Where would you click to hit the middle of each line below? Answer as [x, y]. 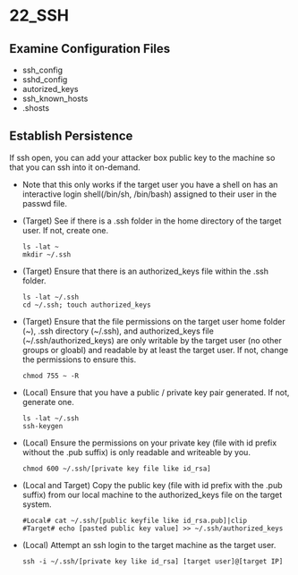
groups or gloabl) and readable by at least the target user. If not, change [155, 350]
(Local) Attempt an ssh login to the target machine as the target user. [149, 545]
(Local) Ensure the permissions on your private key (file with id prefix [149, 443]
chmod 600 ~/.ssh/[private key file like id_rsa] [117, 469]
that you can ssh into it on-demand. [75, 167]
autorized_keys [50, 89]
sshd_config [45, 80]
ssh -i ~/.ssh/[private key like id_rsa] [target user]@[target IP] [153, 561]
